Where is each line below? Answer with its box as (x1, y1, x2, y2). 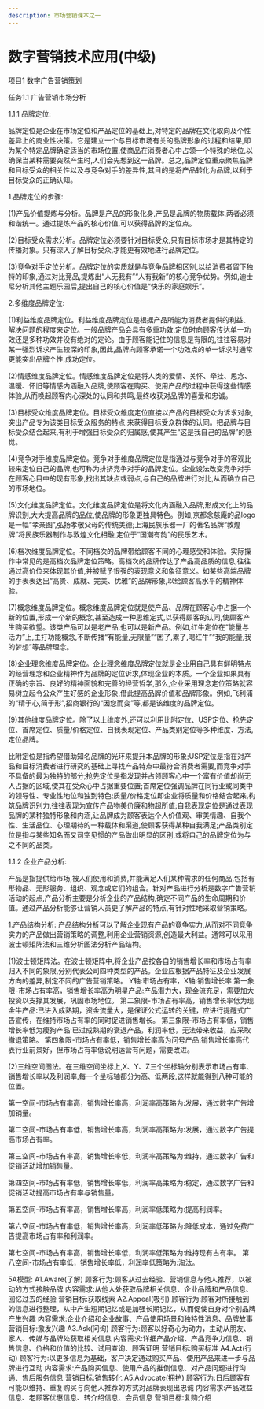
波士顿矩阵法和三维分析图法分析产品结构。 (8, 939, 146, 949)
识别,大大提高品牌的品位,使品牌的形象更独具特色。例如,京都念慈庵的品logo (14, 510, 255, 519)
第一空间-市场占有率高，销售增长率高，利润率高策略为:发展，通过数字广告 (8, 1098, 247, 1107)
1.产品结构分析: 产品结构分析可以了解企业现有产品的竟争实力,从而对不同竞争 (8, 920, 253, 929)
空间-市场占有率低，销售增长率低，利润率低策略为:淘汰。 (14, 1258, 200, 1267)
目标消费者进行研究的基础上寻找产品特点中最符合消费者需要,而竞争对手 (21, 761, 251, 771)
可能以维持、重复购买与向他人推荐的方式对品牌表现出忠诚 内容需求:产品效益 (8, 1382, 253, 1392)
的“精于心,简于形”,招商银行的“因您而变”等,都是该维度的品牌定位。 (8, 698, 218, 708)
